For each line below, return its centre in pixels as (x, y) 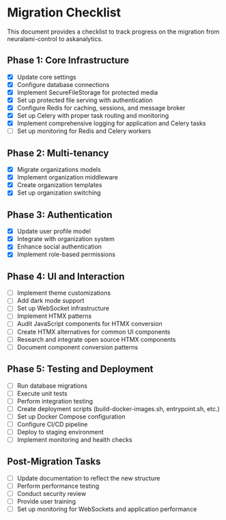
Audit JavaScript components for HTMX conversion (89, 324)
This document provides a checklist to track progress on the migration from (113, 32)
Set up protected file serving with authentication (85, 100)
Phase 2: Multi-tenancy (58, 153)
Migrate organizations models (59, 170)
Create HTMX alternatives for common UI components (94, 332)
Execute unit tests (42, 393)
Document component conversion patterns (77, 347)
